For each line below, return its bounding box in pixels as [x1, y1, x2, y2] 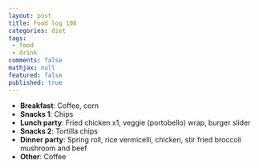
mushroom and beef [19, 143, 87, 153]
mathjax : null [8, 64, 56, 72]
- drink [11, 49, 38, 57]
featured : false [8, 71, 63, 79]
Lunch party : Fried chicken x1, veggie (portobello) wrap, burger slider [19, 118, 251, 127]
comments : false [8, 57, 63, 65]
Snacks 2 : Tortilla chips [19, 126, 99, 136]
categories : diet [8, 26, 67, 34]
